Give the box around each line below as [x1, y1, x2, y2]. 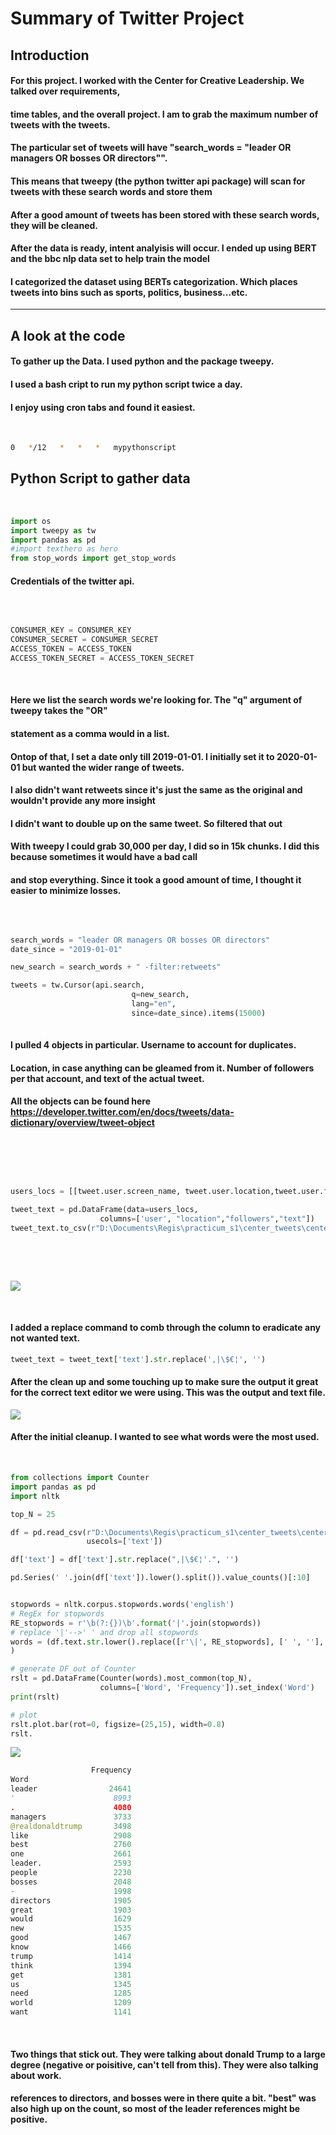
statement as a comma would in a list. [10, 728, 170, 740]
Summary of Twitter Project [10, 7, 245, 30]
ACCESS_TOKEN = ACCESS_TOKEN [10, 644, 132, 654]
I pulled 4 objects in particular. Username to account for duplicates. [10, 1039, 297, 1051]
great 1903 [10, 1905, 132, 1915]
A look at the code [10, 327, 126, 344]
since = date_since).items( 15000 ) [131, 1008, 267, 1018]
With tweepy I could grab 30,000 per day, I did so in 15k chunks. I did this [10, 840, 320, 852]
